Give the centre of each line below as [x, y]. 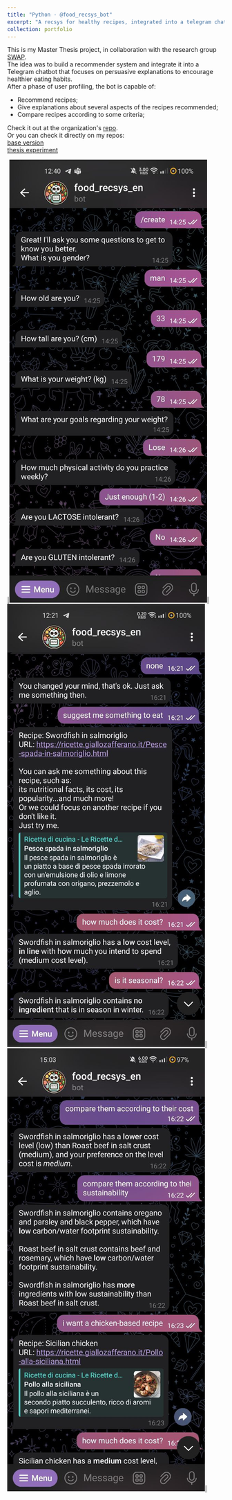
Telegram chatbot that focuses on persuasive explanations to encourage [110, 72]
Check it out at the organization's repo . [63, 128]
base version [26, 143]
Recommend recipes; [47, 100]
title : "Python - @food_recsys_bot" [60, 15]
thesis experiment [33, 150]
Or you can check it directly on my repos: [66, 136]
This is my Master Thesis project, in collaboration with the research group [112, 50]
